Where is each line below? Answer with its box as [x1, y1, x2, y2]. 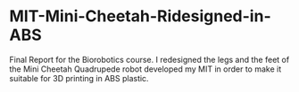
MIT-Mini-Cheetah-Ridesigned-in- [9, 6, 271, 27]
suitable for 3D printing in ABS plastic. [9, 73, 149, 83]
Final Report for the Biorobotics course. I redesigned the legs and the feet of [9, 54, 290, 65]
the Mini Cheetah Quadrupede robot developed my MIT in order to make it [9, 64, 282, 74]
